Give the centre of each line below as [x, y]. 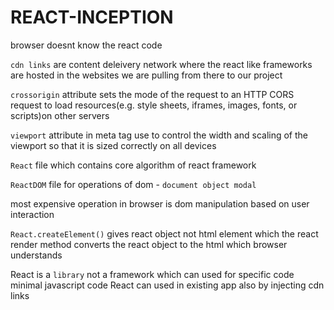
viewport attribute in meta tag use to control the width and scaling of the [159, 135]
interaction [32, 214]
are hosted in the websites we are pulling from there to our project [146, 75]
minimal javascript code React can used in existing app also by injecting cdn [167, 285]
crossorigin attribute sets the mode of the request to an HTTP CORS [152, 94]
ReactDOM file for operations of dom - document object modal [133, 184]
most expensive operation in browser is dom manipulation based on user [160, 203]
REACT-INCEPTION [92, 17]
